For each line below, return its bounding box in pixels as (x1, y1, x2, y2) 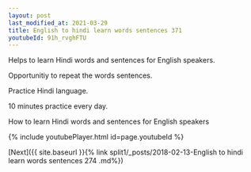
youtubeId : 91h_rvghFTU (8, 33, 87, 42)
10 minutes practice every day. (8, 101, 108, 111)
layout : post (8, 11, 51, 20)
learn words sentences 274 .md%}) (8, 156, 124, 166)
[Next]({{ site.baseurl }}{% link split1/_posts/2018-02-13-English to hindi (8, 147, 244, 157)
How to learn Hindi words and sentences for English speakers (8, 117, 210, 127)
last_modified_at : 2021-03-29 (8, 19, 108, 27)
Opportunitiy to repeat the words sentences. (8, 71, 153, 80)
